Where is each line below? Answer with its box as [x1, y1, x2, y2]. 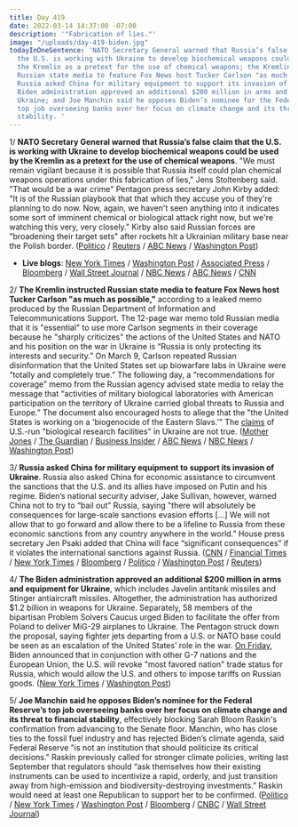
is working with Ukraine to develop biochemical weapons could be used [9, 146, 279, 157]
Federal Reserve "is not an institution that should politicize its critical [9, 743, 259, 753]
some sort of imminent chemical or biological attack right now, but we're [9, 213, 273, 223]
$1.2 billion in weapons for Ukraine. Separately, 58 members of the [9, 602, 253, 614]
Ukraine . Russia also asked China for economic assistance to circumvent [9, 472, 276, 483]
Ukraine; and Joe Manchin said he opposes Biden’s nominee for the [17, 95, 272, 105]
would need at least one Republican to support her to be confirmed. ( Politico [9, 790, 289, 800]
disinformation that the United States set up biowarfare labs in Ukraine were [9, 360, 286, 371]
